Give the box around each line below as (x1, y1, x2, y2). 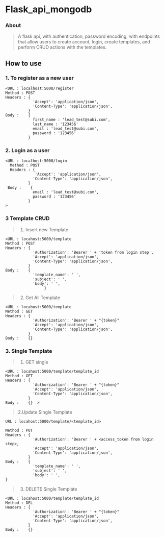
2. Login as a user (5, 147, 50, 154)
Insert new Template (25, 226, 69, 233)
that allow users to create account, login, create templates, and (17, 39, 150, 45)
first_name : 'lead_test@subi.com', (32, 117, 111, 123)
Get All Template (25, 295, 60, 301)
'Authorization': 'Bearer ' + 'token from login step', (32, 250, 154, 255)
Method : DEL (5, 500, 33, 506)
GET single (25, 359, 48, 365)
